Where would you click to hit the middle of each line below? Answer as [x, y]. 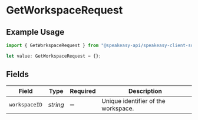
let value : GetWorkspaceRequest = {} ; [54, 56]
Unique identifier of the [133, 101]
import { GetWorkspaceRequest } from [52, 45]
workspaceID [26, 104]
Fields [18, 74]
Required [83, 91]
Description [145, 91]
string [56, 105]
